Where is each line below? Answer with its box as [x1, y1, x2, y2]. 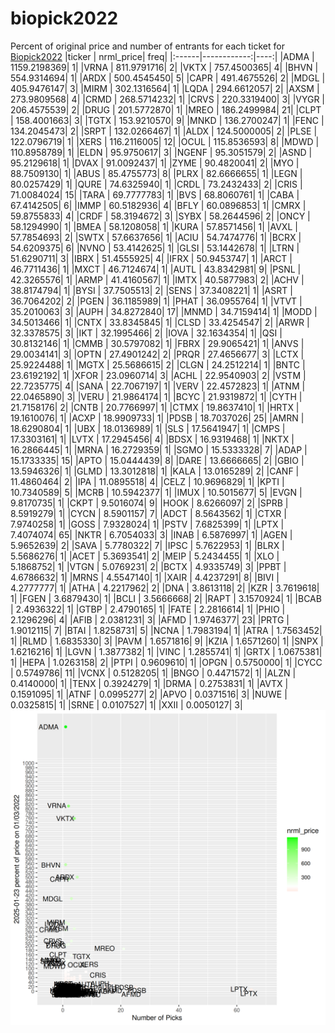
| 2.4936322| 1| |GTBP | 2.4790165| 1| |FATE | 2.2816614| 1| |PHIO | [10, 603, 286, 615]
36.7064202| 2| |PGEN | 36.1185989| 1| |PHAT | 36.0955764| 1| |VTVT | [10, 295, 303, 307]
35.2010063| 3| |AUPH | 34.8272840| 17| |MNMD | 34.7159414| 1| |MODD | [10, 305, 318, 317]
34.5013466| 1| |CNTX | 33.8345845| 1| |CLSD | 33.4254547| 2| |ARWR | [10, 316, 310, 328]
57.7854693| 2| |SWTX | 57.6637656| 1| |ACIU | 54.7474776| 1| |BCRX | [10, 231, 302, 243]
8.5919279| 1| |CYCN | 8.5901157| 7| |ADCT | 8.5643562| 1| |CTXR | [10, 507, 287, 519]
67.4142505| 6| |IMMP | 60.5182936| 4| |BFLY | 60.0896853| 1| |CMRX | [10, 199, 307, 211]
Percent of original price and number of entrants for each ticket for [10, 40, 285, 52]
